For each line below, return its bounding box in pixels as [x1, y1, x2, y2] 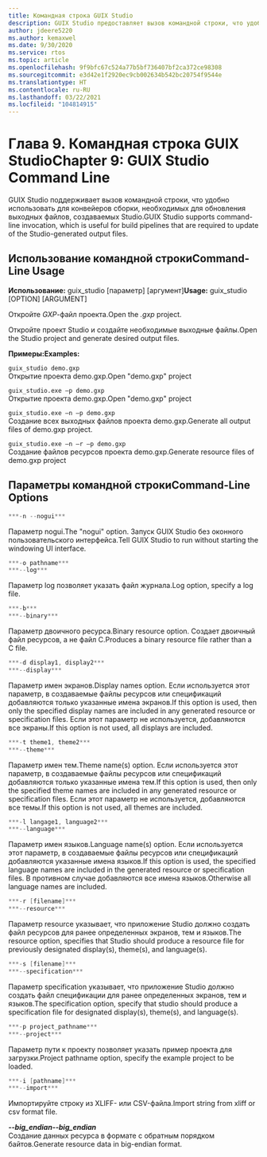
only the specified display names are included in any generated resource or [8, 706, 256, 716]
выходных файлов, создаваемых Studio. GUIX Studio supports [8, 212, 215, 222]
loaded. [8, 1061, 33, 1071]
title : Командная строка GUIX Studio [8, 11, 133, 20]
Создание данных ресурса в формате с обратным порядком [8, 1131, 215, 1140]
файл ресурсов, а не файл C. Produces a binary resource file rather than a [8, 635, 252, 645]
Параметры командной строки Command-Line [8, 479, 250, 492]
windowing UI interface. [8, 543, 87, 553]
